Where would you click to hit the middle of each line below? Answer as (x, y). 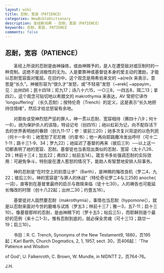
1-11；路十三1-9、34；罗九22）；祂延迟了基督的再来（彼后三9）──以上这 (78, 143)
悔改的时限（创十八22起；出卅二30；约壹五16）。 (58, 190)
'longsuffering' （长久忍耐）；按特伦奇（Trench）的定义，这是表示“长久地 (79, 102)
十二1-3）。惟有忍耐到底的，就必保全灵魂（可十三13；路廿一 (90, 218)
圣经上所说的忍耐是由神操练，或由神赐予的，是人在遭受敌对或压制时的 (84, 66)
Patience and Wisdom (27, 246)
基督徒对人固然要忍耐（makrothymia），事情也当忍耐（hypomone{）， (83, 200)
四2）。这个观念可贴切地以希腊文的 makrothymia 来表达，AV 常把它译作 (76, 96)
